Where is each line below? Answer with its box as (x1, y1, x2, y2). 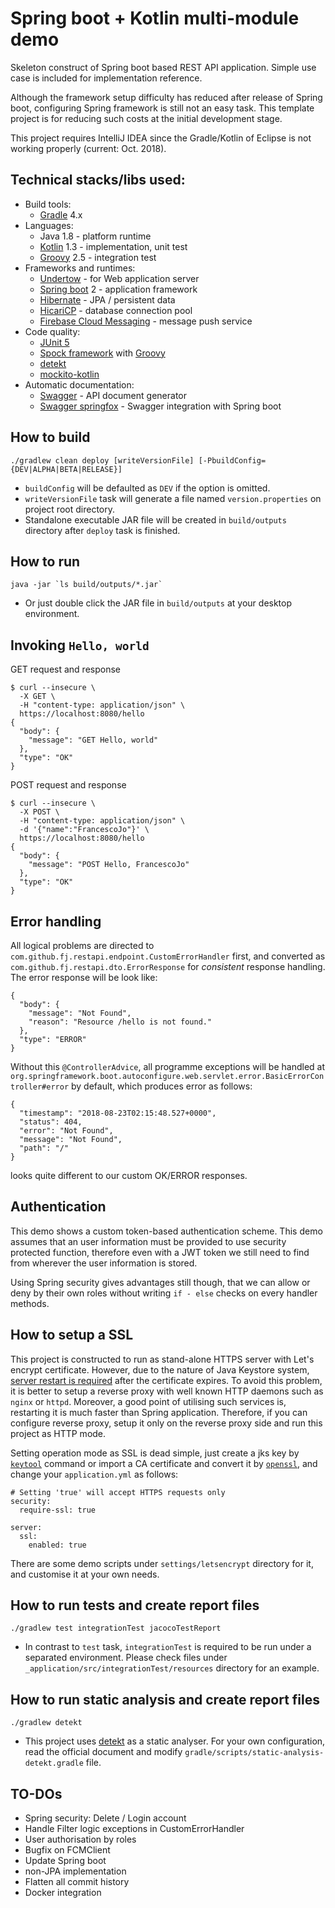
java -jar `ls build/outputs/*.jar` (10, 580, 163, 590)
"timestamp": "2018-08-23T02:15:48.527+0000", (19, 1108, 217, 1118)
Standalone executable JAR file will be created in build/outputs (24, 513, 287, 526)
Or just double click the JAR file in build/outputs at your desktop (24, 597, 293, 609)
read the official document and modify (24, 1746, 183, 1758)
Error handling (10, 913, 102, 930)
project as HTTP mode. (10, 1427, 107, 1439)
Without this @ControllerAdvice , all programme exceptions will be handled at (10, 1061, 326, 1072)
